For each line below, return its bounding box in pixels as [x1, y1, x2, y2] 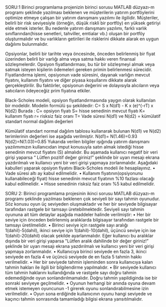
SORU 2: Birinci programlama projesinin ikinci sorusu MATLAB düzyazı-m [5, 191, 155, 196]
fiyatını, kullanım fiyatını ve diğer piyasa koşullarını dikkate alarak [5, 77, 137, 83]
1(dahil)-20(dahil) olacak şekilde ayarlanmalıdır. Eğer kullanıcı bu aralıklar [5, 233, 154, 238]
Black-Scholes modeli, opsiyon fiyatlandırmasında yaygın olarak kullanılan [5, 97, 156, 103]
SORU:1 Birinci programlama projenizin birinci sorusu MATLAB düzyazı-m [5, 4, 155, 10]
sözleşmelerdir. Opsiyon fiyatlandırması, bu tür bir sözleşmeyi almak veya [5, 62, 155, 67]
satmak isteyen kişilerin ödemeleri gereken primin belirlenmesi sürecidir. [5, 67, 153, 73]
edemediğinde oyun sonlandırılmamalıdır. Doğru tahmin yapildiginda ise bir [5, 275, 158, 281]
